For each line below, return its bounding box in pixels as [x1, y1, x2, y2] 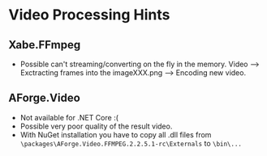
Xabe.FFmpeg [8, 38, 81, 52]
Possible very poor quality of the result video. [19, 121, 173, 131]
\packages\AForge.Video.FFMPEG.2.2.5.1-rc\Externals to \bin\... [19, 138, 242, 148]
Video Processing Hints [8, 6, 170, 24]
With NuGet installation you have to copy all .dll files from [19, 129, 212, 139]
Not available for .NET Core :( [19, 112, 119, 122]
